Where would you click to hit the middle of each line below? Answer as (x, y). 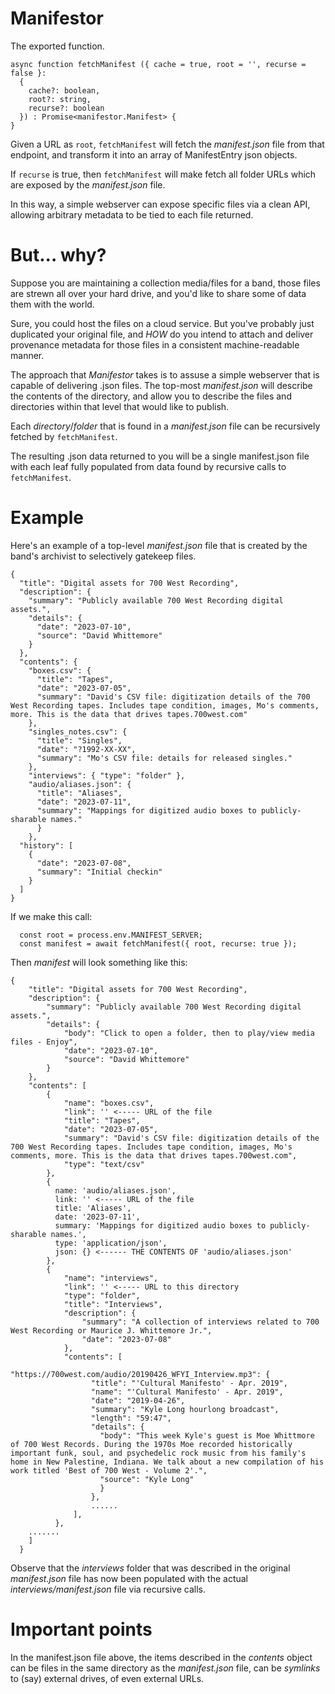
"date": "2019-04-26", (138, 1400)
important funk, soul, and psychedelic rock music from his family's (158, 1453)
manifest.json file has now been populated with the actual (129, 1578)
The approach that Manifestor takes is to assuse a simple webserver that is (165, 374)
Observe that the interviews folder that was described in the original (150, 1568)
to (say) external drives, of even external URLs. (107, 1678)
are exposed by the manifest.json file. (88, 184)
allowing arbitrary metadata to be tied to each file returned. (132, 214)
